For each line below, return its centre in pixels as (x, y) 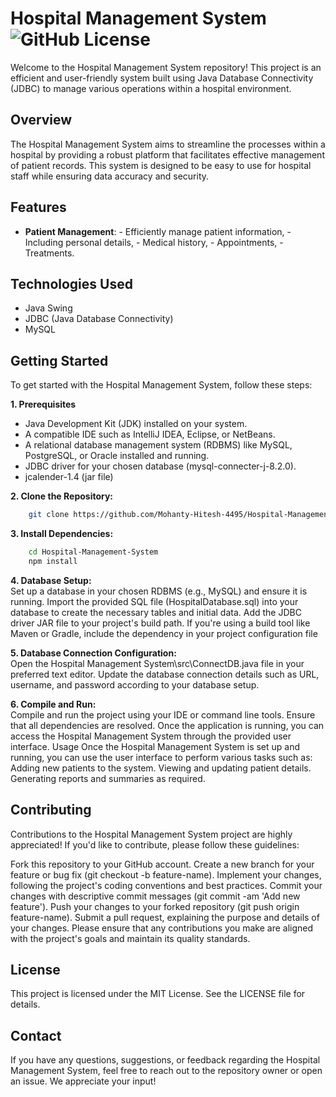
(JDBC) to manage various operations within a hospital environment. (151, 88)
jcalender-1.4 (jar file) (69, 477)
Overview (41, 120)
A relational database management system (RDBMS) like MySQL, (158, 445)
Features (38, 207)
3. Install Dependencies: (62, 534)
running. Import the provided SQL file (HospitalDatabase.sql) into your (154, 601)
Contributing (51, 810)
